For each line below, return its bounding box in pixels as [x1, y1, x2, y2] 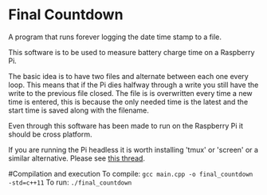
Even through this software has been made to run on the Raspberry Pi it [8, 121, 244, 130]
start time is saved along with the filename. [8, 105, 150, 115]
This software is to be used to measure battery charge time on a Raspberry [8, 47, 255, 57]
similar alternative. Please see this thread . [8, 153, 146, 163]
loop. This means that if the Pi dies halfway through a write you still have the [8, 80, 259, 90]
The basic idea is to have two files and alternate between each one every [8, 71, 249, 81]
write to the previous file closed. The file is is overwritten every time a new [8, 88, 253, 97]
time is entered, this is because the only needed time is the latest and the [8, 97, 249, 106]
